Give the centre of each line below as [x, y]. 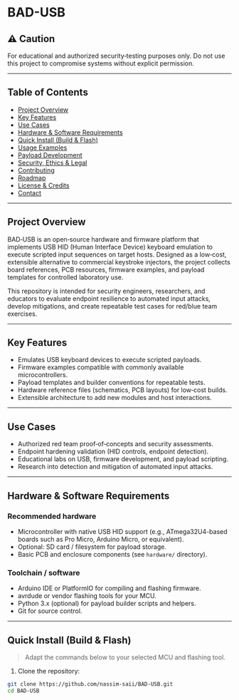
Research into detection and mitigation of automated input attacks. [115, 467]
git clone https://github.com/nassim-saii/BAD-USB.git [90, 684]
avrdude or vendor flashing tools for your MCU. [87, 596]
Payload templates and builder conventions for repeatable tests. [111, 383]
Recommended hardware [52, 516]
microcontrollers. [43, 375]
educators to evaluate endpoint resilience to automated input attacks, [109, 298]
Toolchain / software [44, 572]
